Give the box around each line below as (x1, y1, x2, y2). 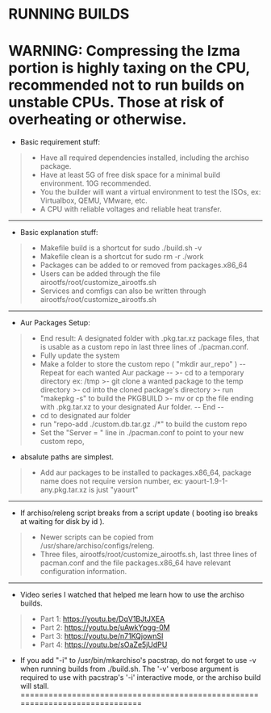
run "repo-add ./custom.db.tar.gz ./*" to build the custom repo (40, 419, 248, 429)
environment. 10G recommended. (40, 178, 152, 188)
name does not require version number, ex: (40, 476, 184, 486)
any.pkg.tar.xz (40, 485, 87, 495)
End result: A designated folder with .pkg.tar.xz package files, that (40, 333, 260, 343)
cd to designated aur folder (40, 411, 131, 421)
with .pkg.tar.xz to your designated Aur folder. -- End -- (40, 402, 224, 412)
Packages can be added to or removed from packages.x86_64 (40, 260, 248, 271)
